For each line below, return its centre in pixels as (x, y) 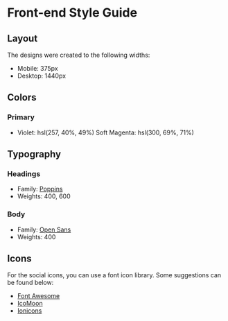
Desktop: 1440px (42, 76)
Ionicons (29, 311)
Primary (21, 117)
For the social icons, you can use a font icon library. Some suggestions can (114, 275)
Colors (22, 97)
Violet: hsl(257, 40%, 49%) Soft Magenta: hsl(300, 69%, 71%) (105, 132)
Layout (23, 38)
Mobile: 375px (37, 68)
